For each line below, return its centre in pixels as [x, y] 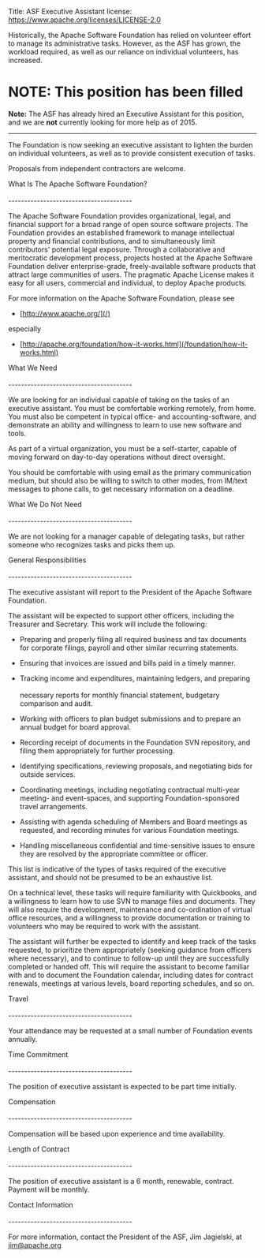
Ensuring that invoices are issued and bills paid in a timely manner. [127, 663]
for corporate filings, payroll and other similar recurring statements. [129, 648]
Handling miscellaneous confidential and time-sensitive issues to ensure [137, 845]
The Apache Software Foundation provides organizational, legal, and [119, 215]
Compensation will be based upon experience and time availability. [117, 1133]
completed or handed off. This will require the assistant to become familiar [129, 966]
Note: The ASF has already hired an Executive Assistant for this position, [126, 114]
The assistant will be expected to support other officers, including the [121, 615]
